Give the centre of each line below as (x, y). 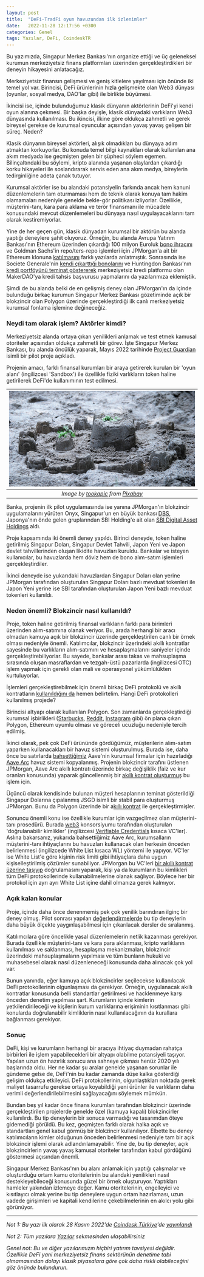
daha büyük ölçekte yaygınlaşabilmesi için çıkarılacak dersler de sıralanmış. (101, 925)
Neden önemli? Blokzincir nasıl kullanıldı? (69, 610)
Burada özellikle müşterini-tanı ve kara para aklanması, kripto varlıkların (96, 943)
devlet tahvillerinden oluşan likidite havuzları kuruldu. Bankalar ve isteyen (98, 551)
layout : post (23, 13)
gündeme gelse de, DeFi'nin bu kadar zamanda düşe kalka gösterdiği (93, 1074)
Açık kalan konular (34, 899)
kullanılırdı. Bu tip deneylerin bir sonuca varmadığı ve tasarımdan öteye (95, 1118)
